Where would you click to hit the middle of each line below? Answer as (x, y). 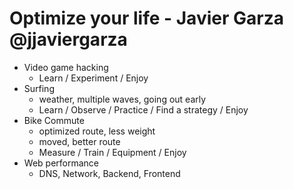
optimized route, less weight (97, 131)
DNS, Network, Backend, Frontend (109, 173)
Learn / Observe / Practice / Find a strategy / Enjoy (143, 109)
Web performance (61, 163)
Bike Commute (54, 120)
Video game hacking (66, 67)
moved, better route (79, 141)
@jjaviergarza (68, 39)
